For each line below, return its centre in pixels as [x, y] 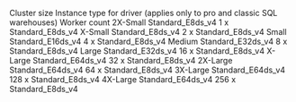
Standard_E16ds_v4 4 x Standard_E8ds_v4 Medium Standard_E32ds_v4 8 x [148, 41]
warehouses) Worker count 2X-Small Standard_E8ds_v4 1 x [119, 22]
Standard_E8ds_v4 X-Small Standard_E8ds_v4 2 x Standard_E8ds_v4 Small [148, 32]
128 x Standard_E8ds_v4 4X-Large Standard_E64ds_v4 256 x [123, 79]
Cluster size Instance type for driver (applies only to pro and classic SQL [144, 13]
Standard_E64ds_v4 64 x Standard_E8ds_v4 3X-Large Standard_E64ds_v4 [148, 70]
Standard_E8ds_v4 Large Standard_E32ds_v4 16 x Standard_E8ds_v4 [137, 51]
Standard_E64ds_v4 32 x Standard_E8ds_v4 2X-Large [133, 60]
